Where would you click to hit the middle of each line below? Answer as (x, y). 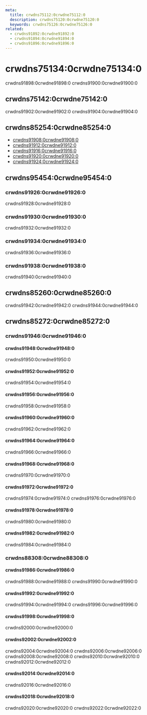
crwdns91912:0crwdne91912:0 (44, 145)
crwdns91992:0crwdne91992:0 (40, 593)
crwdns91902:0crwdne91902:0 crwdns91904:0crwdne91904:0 (71, 111)
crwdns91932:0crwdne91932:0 (38, 228)
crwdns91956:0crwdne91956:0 (40, 395)
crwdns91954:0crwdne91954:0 (38, 383)
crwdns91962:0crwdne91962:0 (38, 429)
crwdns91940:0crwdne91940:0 (38, 277)
